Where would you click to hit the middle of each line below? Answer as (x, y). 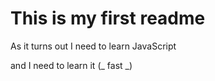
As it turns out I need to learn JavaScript (93, 46)
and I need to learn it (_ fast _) (71, 65)
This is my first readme (108, 18)
